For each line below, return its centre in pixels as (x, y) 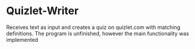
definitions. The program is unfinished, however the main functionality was (97, 33)
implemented (22, 40)
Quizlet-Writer (43, 11)
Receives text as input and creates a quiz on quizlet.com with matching (93, 27)
